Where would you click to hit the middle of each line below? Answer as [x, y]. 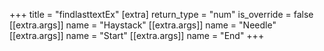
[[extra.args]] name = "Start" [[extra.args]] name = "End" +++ [137, 35]
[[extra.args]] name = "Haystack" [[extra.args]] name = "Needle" [143, 25]
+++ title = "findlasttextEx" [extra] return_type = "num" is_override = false [161, 14]
